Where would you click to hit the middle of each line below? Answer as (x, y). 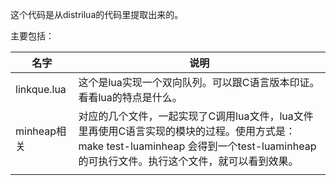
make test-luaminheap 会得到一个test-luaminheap (197, 146)
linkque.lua (41, 89)
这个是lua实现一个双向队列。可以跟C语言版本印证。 (199, 82)
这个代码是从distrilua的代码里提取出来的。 (97, 14)
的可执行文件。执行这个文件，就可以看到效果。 (188, 161)
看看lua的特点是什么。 (130, 97)
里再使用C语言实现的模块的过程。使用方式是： (187, 131)
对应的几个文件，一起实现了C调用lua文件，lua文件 (196, 116)
